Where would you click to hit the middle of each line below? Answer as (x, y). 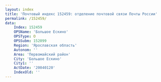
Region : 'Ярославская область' (45, 45)
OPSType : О (25, 37)
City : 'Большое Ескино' (38, 59)
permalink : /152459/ (26, 18)
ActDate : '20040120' (35, 68)
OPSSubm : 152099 (30, 41)
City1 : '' (24, 63)
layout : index (19, 9)
